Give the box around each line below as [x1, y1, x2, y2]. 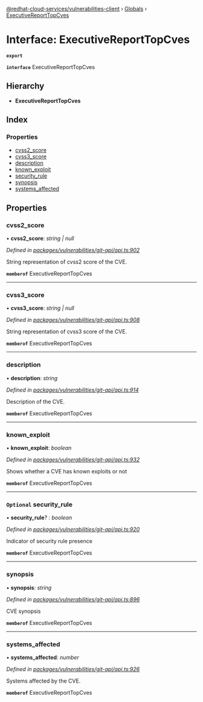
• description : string [6, 374, 58, 381]
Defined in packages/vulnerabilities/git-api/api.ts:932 [6, 456, 140, 463]
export [6, 53, 23, 59]
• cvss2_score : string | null [6, 235, 74, 242]
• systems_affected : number [6, 654, 80, 661]
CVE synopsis [6, 607, 41, 615]
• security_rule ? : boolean [6, 514, 72, 521]
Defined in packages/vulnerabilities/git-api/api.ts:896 [6, 595, 140, 603]
